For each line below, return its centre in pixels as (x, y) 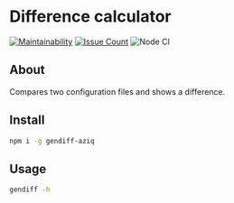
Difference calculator (90, 17)
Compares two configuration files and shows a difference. (117, 91)
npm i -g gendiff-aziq (52, 141)
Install (27, 120)
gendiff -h (30, 190)
